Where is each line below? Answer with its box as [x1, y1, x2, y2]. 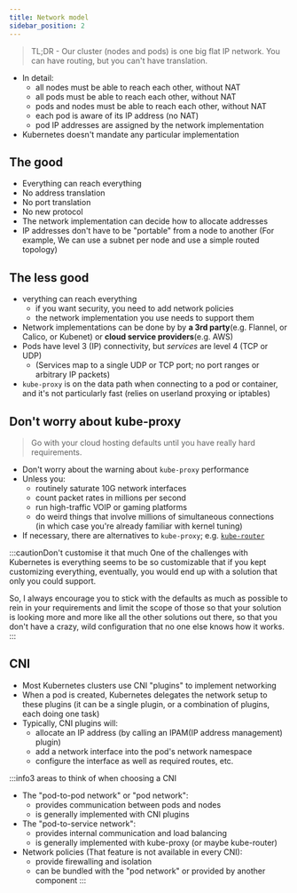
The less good [9, 270, 90, 285]
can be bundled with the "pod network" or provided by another [35, 865, 266, 876]
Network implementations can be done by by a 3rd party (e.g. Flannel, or [21, 322, 288, 333]
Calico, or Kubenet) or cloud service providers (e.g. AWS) [21, 331, 233, 342]
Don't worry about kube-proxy [9, 414, 182, 429]
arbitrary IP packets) [35, 370, 111, 380]
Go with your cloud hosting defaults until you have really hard [30, 437, 255, 448]
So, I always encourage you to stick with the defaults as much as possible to [9, 593, 288, 603]
